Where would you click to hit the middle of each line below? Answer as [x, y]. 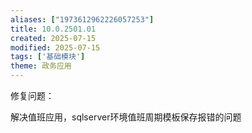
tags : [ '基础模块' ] [48, 57]
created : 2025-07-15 [53, 38]
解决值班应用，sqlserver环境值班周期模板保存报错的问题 [126, 117]
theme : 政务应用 [41, 66]
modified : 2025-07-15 [55, 47]
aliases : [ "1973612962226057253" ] [82, 19]
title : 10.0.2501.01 [53, 29]
